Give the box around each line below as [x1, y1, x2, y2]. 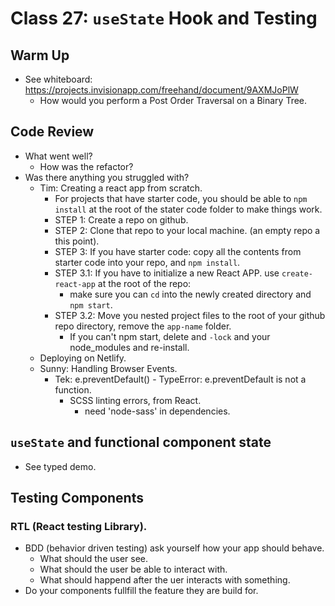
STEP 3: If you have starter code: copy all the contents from [54, 245, 302, 257]
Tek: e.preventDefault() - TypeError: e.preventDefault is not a [54, 373, 307, 385]
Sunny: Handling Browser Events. [39, 362, 178, 374]
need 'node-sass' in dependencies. [84, 405, 231, 417]
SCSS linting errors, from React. [69, 394, 202, 406]
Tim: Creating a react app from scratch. [39, 182, 203, 194]
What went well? [24, 150, 93, 162]
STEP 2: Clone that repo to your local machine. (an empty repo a [54, 224, 321, 236]
